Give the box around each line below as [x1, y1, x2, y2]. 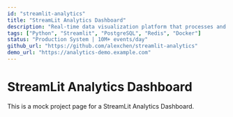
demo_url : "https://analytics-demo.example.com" [7, 49, 151, 56]
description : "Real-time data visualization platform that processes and [7, 23, 227, 30]
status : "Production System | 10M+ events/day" [7, 36, 149, 43]
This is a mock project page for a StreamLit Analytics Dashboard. [7, 102, 195, 110]
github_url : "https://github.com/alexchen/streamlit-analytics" [7, 42, 198, 49]
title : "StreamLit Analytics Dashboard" [7, 17, 127, 24]
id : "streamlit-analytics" [7, 10, 86, 17]
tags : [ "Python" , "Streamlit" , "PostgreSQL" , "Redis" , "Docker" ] [7, 29, 202, 37]
